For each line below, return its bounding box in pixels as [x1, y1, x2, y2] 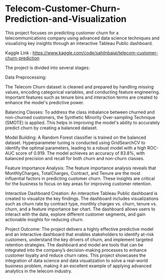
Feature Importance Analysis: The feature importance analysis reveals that [5, 165, 156, 171]
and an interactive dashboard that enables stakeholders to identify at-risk [5, 231, 154, 237]
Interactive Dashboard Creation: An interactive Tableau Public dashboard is [5, 190, 158, 196]
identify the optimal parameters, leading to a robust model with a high [5, 145, 146, 151]
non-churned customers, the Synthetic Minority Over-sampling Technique [5, 114, 156, 120]
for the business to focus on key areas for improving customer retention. [5, 181, 152, 187]
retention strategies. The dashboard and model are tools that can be [5, 241, 144, 247]
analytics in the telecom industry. [5, 268, 72, 274]
